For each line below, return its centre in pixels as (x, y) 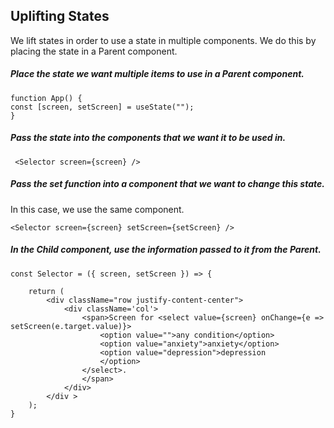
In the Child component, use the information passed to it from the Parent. (166, 250)
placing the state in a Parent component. (94, 51)
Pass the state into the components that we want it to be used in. (148, 138)
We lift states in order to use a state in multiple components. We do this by (163, 40)
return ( (46, 291)
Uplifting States (60, 16)
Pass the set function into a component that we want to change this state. (167, 184)
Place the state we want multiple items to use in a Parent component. (157, 74)
